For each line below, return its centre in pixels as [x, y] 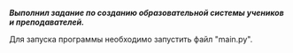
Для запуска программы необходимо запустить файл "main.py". [131, 39]
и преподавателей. [47, 22]
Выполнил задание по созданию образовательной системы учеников [147, 13]
